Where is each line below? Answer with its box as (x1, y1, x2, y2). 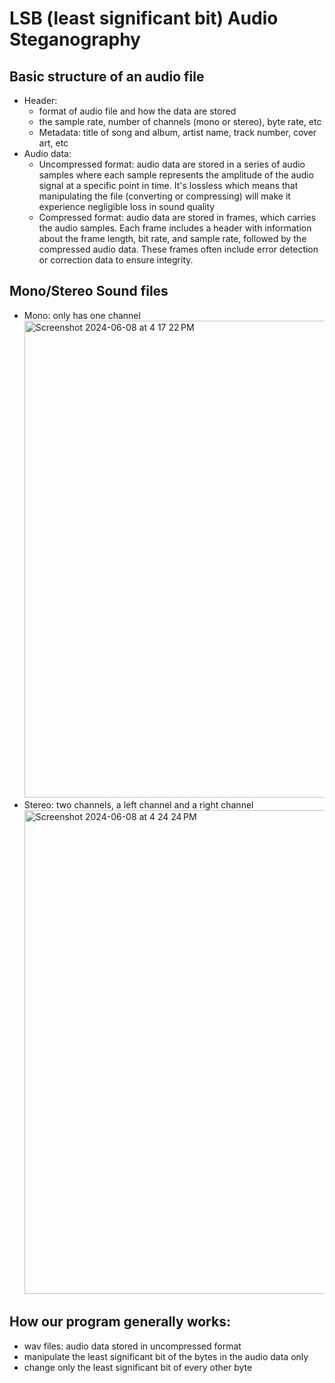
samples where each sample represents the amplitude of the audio (38, 169, 315, 181)
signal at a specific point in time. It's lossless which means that (38, 180, 299, 191)
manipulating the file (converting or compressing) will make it (38, 190, 291, 202)
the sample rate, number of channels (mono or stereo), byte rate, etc (38, 116, 322, 127)
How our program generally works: (9, 1313, 231, 1331)
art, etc (38, 137, 69, 149)
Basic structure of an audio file (9, 68, 205, 85)
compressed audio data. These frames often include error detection (38, 243, 319, 255)
